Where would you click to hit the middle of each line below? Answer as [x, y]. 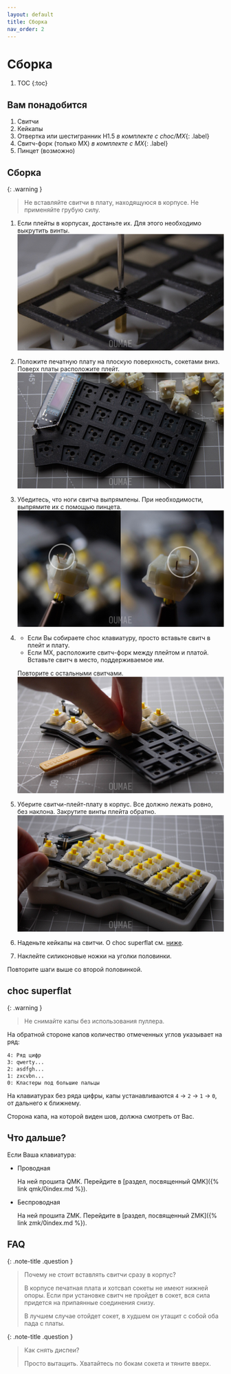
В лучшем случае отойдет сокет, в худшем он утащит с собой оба [121, 1316]
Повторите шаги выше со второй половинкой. [75, 970]
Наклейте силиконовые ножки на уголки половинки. [94, 956]
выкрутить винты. [43, 230]
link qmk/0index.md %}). [52, 1188]
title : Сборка [27, 22]
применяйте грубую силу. [62, 210]
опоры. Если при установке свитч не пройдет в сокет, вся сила [117, 1295]
